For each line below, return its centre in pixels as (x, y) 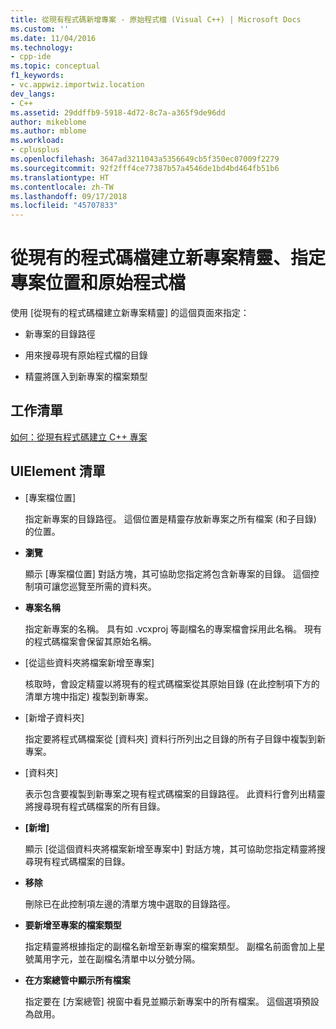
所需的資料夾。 (125, 586)
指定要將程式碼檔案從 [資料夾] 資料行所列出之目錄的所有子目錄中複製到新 (175, 738)
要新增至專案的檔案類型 (73, 925)
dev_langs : (33, 94)
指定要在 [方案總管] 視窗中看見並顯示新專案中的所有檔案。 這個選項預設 (172, 1001)
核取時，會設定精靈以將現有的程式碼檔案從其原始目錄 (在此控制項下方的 (172, 683)
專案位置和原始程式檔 (98, 283)
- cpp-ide (31, 57)
